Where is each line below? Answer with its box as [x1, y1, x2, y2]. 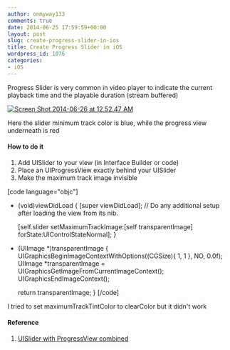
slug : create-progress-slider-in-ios [7, 37, 120, 44]
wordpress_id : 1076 [7, 51, 66, 58]
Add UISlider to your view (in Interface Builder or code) [17, 158, 179, 166]
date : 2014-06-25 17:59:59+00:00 [7, 24, 107, 31]
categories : [7, 57, 43, 64]
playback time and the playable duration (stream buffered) [7, 91, 179, 99]
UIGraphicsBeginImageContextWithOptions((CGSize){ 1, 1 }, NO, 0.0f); [17, 251, 223, 260]
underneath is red [7, 126, 60, 134]
